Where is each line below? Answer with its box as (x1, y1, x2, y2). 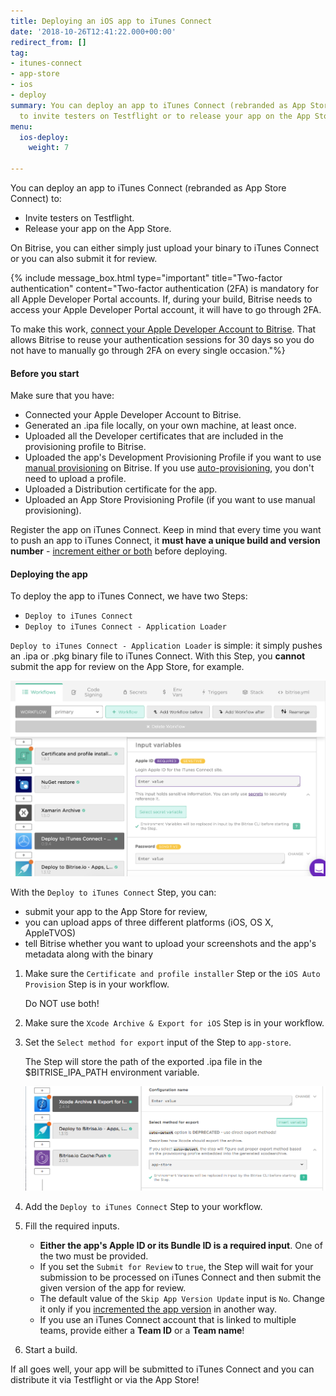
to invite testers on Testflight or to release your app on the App (19, 111, 311, 121)
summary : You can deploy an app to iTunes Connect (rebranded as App (10, 100, 307, 110)
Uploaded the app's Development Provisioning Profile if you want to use (24, 451, 322, 464)
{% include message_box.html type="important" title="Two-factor (10, 272, 283, 284)
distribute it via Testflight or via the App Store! (10, 1374, 200, 1386)
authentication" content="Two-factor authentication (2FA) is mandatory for (10, 283, 319, 294)
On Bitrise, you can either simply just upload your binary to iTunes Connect (10, 242, 320, 254)
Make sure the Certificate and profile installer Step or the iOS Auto (24, 967, 321, 979)
